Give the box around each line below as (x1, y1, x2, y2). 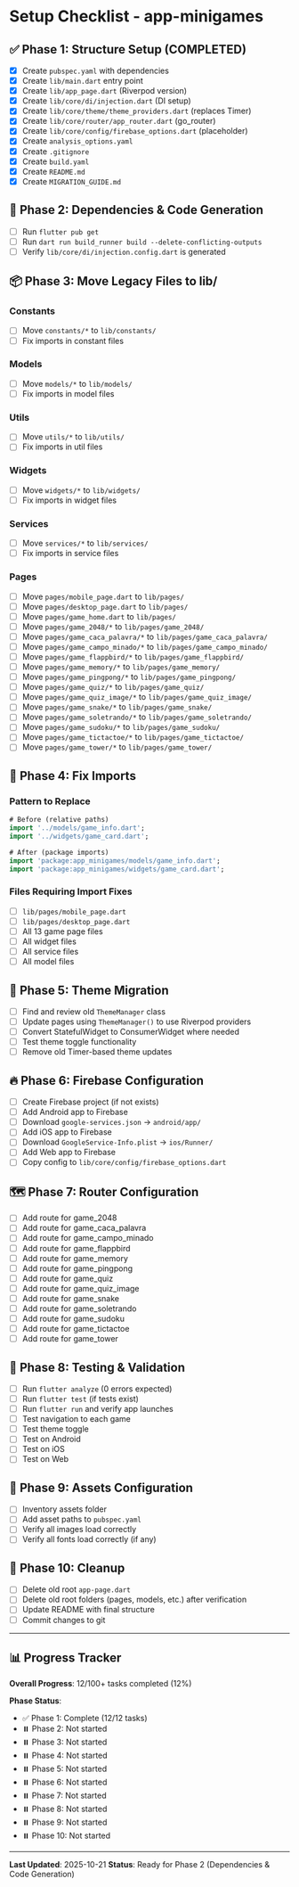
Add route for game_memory (21, 1252, 129, 1263)
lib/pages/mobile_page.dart (21, 907, 126, 916)
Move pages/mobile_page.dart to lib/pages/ (21, 591, 185, 602)
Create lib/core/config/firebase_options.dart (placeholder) (21, 126, 248, 136)
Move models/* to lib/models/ (21, 378, 133, 389)
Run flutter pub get (21, 226, 100, 237)
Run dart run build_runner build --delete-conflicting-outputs (21, 236, 263, 247)
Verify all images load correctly (21, 1524, 137, 1535)
